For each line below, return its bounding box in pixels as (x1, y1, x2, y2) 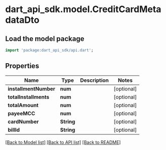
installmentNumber (8, 85, 56, 92)
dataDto (5, 14, 39, 26)
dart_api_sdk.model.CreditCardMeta (5, 4, 161, 15)
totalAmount (8, 102, 39, 109)
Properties (5, 62, 39, 70)
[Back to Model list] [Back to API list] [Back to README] (5, 139, 121, 145)
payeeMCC (8, 110, 35, 117)
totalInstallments (8, 93, 49, 101)
